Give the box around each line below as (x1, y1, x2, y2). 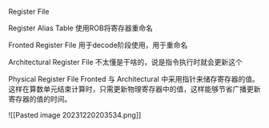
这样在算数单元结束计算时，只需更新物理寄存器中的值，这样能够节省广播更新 (8, 84, 261, 94)
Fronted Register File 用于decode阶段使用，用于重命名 (8, 40, 188, 50)
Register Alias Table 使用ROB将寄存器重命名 (8, 23, 154, 33)
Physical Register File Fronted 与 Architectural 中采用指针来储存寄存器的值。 (8, 74, 260, 83)
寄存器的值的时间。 (8, 94, 72, 103)
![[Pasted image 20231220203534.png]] (8, 110, 142, 119)
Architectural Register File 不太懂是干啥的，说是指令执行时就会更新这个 (8, 58, 243, 66)
